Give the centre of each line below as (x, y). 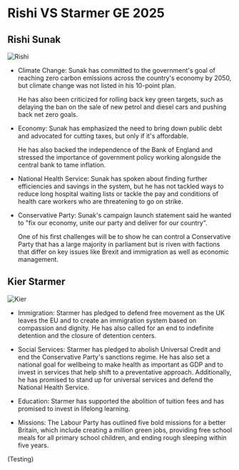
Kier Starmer (36, 282)
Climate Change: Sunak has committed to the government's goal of (116, 70)
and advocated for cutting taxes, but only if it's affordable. (103, 136)
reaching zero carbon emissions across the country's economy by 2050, (124, 78)
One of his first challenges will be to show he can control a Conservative (124, 236)
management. (38, 259)
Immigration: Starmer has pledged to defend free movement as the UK (121, 312)
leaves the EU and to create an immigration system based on (107, 320)
